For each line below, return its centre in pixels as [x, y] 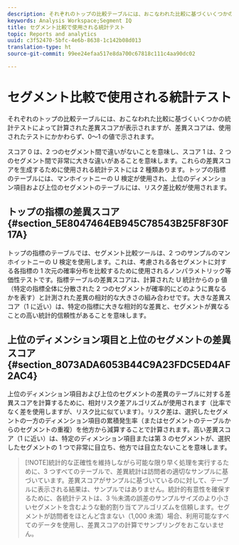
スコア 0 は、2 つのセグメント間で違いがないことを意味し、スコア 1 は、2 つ [119, 151]
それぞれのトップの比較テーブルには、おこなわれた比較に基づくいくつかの [116, 118]
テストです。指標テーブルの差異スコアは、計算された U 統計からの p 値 [123, 280]
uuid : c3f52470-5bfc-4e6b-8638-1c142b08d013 [74, 41]
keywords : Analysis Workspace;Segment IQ [70, 21]
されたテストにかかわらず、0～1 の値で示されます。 [83, 136]
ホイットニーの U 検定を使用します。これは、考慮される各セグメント [108, 262]
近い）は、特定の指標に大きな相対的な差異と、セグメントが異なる [133, 306]
